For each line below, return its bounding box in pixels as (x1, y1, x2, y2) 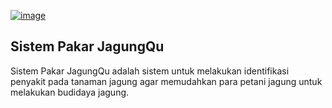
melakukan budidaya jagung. (10, 86, 130, 98)
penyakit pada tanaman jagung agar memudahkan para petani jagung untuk (10, 75, 323, 87)
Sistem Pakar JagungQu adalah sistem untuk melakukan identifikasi (10, 65, 290, 77)
